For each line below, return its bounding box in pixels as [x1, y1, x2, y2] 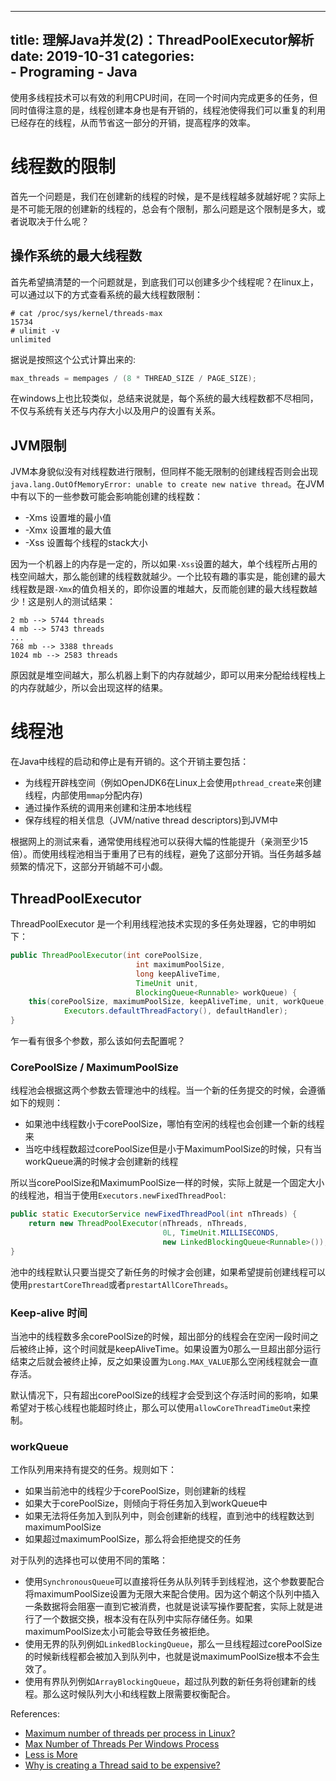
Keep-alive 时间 [10, 1306, 88, 1320]
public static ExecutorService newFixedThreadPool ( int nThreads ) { [10, 1209, 298, 1220]
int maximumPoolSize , [135, 959, 226, 970]
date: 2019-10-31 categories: [10, 48, 195, 65]
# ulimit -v [10, 326, 60, 336]
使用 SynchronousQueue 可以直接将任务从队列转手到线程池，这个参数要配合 [24, 1576, 325, 1588]
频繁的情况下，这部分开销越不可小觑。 [10, 861, 168, 873]
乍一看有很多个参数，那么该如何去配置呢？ [10, 1035, 186, 1046]
